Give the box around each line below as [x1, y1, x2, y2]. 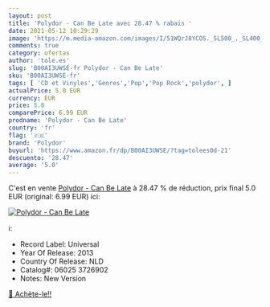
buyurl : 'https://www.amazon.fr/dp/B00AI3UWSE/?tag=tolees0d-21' [8, 146, 231, 154]
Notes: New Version [19, 274, 87, 284]
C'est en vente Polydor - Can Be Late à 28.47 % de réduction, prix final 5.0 [8, 183, 256, 193]
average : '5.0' [8, 162, 59, 170]
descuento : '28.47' [8, 153, 74, 162]
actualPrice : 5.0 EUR [8, 86, 81, 95]
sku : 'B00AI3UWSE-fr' [8, 72, 81, 80]
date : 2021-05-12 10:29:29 [8, 27, 99, 35]
